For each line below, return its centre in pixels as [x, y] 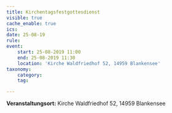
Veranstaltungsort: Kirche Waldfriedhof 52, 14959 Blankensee [86, 103]
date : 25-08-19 [26, 35]
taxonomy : [19, 69]
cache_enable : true [31, 23]
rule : [13, 41]
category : [30, 75]
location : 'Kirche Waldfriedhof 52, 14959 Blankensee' [89, 63]
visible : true [25, 18]
